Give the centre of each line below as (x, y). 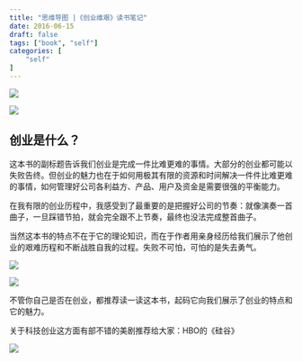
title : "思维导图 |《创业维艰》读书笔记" (79, 18)
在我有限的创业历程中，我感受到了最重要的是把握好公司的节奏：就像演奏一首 (151, 205)
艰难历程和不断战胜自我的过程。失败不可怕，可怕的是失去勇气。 (143, 247)
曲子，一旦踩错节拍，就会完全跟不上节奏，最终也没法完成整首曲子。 (135, 216)
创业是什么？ (45, 140)
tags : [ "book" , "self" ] (54, 43)
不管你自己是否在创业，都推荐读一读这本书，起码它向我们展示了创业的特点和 (151, 300)
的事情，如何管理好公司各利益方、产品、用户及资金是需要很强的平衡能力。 (147, 186)
